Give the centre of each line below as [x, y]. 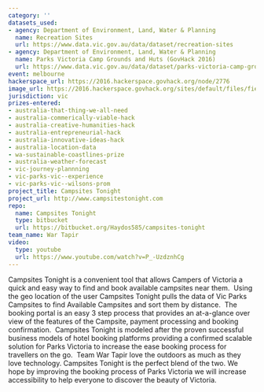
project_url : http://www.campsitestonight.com [86, 198]
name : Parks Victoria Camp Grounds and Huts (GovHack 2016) [115, 60]
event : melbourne [37, 74]
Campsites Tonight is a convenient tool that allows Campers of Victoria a [126, 279]
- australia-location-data [52, 147]
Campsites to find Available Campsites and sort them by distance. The [123, 305]
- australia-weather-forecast [58, 162]
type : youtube [38, 250]
